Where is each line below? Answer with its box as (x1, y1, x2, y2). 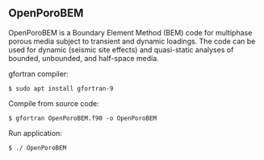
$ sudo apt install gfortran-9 (8, 84, 114, 92)
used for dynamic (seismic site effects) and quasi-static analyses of (8, 44, 234, 55)
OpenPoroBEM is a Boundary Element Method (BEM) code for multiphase (8, 27, 253, 37)
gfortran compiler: (8, 68, 69, 79)
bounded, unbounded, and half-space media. (8, 53, 159, 63)
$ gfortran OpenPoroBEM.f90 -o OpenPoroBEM (8, 114, 157, 122)
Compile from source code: (8, 98, 99, 108)
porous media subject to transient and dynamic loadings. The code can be (8, 36, 256, 46)
